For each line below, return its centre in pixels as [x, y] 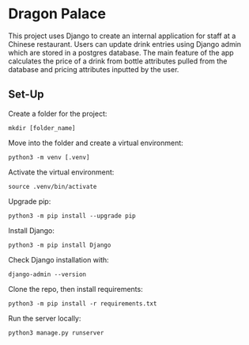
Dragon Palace [57, 14]
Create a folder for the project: [58, 113]
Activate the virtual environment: [61, 172]
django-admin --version [47, 274]
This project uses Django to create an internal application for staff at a [122, 36]
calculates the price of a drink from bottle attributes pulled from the [118, 61]
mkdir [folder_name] [42, 128]
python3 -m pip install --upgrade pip [72, 216]
